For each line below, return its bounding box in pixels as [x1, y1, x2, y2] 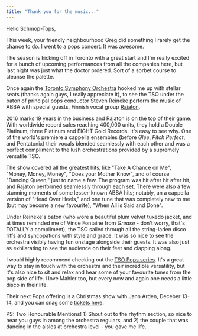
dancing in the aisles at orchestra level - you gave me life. [6, 323, 147, 330]
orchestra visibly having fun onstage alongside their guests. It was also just [6, 238, 190, 245]
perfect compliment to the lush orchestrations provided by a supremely [6, 146, 180, 153]
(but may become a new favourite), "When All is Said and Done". [6, 202, 163, 209]
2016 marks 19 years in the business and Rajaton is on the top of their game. [6, 115, 192, 122]
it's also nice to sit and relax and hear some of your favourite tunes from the [6, 269, 191, 276]
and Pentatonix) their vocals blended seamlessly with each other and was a [6, 140, 190, 147]
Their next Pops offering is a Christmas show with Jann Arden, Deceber [6, 292, 181, 299]
